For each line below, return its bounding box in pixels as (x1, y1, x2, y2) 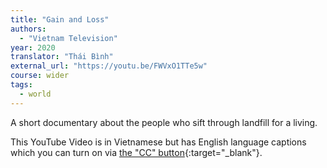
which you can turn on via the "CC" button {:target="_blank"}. (10, 146, 263, 158)
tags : (10, 80, 33, 90)
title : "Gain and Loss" (10, 14, 110, 25)
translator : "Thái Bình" (10, 52, 114, 62)
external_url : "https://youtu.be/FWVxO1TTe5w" (10, 61, 208, 71)
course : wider (10, 71, 70, 81)
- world (19, 89, 52, 99)
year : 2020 (10, 42, 56, 53)
